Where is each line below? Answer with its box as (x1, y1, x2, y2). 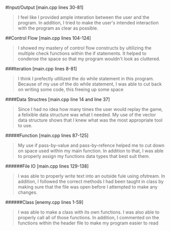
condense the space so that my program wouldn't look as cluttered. (17, 56, 161, 62)
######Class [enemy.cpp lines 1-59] (5, 199, 84, 205)
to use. (17, 123, 33, 128)
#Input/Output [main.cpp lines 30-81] (5, 5, 84, 10)
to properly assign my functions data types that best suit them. (17, 153, 150, 159)
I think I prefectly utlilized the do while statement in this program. (17, 76, 154, 81)
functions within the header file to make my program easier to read (17, 220, 159, 226)
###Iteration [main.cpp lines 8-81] (5, 66, 77, 72)
